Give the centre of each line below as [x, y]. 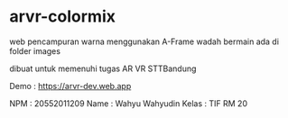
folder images [35, 50]
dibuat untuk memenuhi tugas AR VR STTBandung [103, 68]
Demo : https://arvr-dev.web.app [70, 86]
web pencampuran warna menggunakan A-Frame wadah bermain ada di [144, 41]
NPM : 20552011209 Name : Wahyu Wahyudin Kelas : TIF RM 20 [129, 103]
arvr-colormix [62, 17]
